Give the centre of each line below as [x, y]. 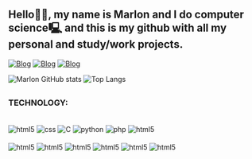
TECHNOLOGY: [38, 103]
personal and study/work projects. [96, 45]
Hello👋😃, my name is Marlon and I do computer [126, 15]
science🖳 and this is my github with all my [118, 28]
